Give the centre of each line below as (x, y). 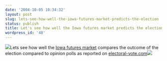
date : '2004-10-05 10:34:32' (35, 10)
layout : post (19, 14)
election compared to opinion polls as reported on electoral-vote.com (76, 53)
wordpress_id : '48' (25, 33)
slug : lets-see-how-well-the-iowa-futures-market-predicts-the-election (82, 19)
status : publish (22, 24)
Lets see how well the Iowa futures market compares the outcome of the (84, 47)
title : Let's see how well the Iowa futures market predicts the (74, 28)
